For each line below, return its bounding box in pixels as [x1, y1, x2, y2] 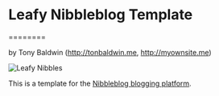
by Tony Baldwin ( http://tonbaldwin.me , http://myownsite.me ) [8, 47, 212, 57]
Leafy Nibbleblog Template [8, 6, 193, 24]
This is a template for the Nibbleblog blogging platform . [8, 78, 192, 88]
